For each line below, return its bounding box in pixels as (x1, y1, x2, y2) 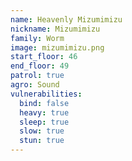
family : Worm (10, 33, 65, 43)
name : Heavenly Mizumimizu (10, 14, 123, 25)
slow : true (19, 126, 65, 136)
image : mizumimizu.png (10, 42, 105, 53)
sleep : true (19, 117, 70, 127)
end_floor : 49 (10, 61, 70, 71)
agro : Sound (10, 80, 60, 90)
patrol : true (10, 71, 65, 81)
